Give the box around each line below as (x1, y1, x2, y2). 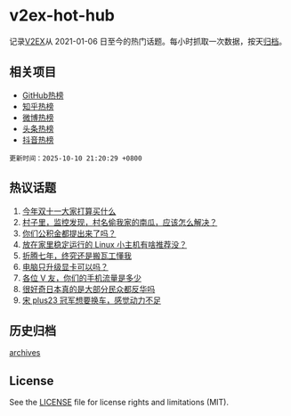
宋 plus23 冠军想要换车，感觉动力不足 (21, 295, 162, 306)
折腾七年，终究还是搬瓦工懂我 (21, 250, 132, 261)
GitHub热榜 (21, 90, 64, 101)
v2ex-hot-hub (9, 5, 116, 26)
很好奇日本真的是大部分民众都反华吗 (21, 283, 156, 294)
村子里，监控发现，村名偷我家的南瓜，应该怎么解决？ (21, 216, 218, 227)
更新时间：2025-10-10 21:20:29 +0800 (9, 153, 142, 163)
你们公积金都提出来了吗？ (21, 228, 117, 239)
